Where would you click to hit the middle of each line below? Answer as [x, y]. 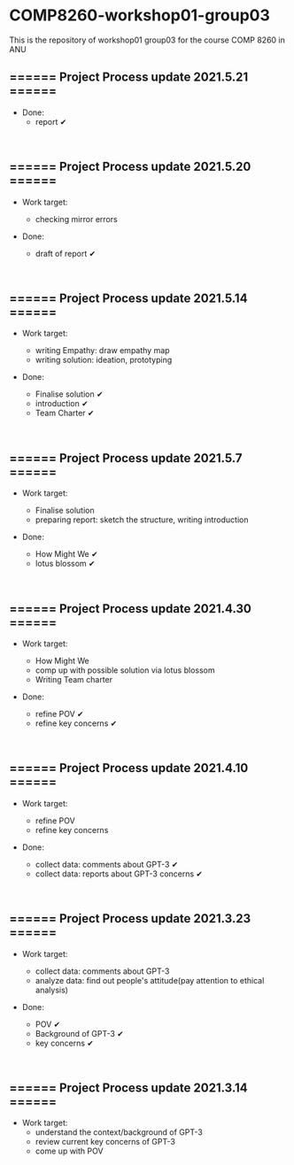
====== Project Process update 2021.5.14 [128, 298]
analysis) [52, 990]
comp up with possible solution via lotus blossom [125, 670]
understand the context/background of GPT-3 [119, 1132]
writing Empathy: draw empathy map [102, 351]
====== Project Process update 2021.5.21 [129, 77]
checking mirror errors [76, 219]
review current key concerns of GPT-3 [105, 1142]
